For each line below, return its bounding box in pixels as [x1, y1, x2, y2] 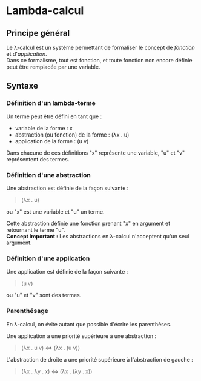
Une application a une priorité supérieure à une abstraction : [6, 332, 157, 340]
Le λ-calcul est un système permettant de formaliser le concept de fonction [6, 44, 195, 51]
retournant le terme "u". [6, 226, 65, 234]
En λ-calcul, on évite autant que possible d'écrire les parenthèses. [6, 320, 172, 328]
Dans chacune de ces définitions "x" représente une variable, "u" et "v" [6, 149, 185, 157]
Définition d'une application [6, 254, 90, 263]
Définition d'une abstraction [6, 170, 91, 179]
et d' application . [6, 50, 47, 58]
